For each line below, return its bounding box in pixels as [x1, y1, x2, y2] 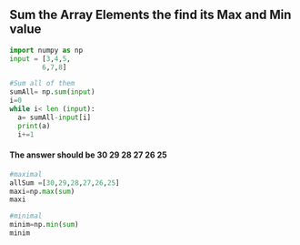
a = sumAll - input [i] [17, 113, 92, 122]
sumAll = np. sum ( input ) [9, 87, 95, 97]
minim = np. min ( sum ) [9, 220, 79, 230]
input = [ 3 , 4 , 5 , [9, 54, 71, 63]
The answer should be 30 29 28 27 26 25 [9, 149, 168, 160]
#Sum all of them [9, 79, 75, 88]
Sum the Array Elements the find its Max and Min [9, 7, 292, 23]
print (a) [17, 121, 51, 130]
